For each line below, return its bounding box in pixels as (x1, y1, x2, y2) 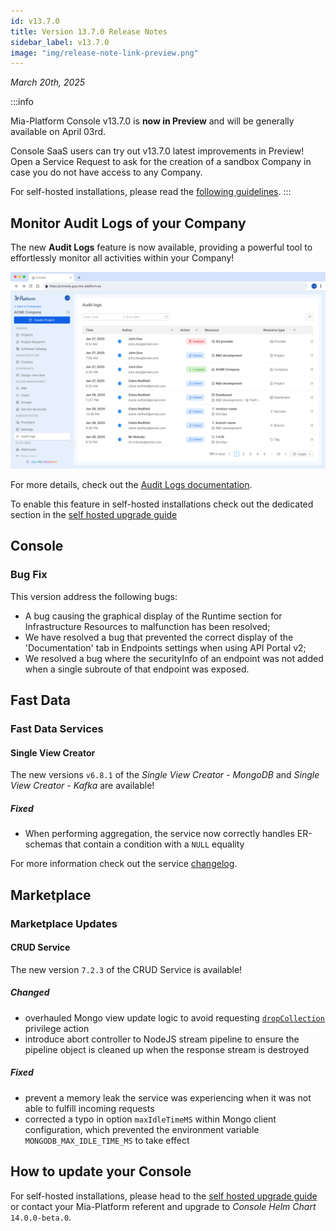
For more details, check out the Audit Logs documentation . (10, 479, 253, 491)
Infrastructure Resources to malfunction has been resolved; (24, 620, 271, 632)
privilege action (24, 1022, 90, 1034)
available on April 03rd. (10, 126, 107, 138)
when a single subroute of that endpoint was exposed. (24, 663, 250, 675)
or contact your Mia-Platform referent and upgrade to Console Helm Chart (10, 1200, 317, 1212)
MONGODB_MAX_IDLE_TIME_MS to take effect (24, 1134, 190, 1146)
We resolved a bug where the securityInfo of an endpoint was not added (24, 652, 324, 664)
